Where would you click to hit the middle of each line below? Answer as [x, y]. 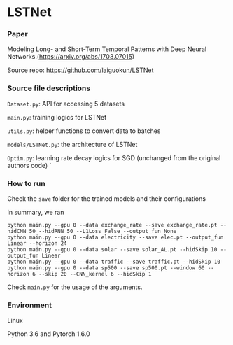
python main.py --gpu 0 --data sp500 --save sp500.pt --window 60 [106, 268]
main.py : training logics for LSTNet [57, 117]
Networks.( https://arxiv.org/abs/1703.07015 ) [71, 57]
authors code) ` [29, 165]
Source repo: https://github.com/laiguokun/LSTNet [80, 70]
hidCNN [17, 232]
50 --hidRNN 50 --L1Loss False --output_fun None [103, 232]
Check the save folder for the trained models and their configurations [107, 199]
